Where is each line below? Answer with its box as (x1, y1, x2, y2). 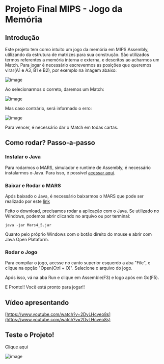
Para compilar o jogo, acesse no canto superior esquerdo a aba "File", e (5, 260, 151, 266)
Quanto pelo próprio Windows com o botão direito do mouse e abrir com (5, 231, 152, 237)
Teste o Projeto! (5, 331, 55, 339)
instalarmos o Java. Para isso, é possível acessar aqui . (5, 169, 115, 175)
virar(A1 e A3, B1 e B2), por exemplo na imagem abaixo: (5, 67, 117, 73)
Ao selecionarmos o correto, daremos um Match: (5, 86, 105, 92)
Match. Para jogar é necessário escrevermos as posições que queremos (5, 62, 152, 68)
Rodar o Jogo (5, 249, 38, 255)
